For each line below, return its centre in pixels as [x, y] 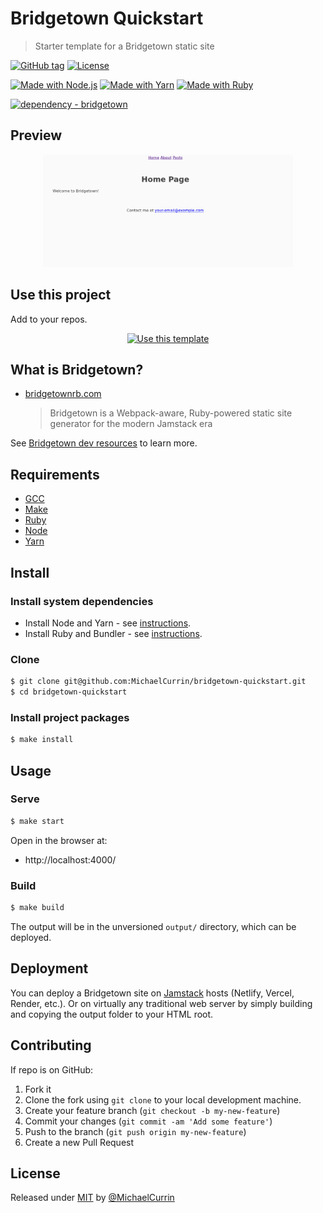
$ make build [37, 908]
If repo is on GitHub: [52, 1069]
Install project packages [70, 717]
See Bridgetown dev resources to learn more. [104, 443]
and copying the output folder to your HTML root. [112, 1014]
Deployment [49, 968]
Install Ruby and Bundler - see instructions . [113, 633]
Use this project [61, 295]
